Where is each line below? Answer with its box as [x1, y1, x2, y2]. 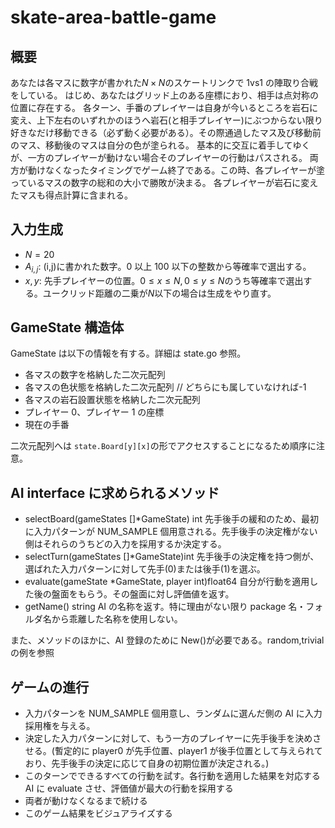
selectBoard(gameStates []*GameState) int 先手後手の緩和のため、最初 [24, 513, 320, 525]
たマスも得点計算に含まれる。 [10, 189, 133, 201]
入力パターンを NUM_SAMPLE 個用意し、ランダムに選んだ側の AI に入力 [24, 707, 323, 720]
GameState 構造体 [10, 319, 125, 336]
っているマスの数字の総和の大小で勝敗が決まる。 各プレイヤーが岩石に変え [10, 177, 319, 188]
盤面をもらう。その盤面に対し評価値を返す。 [51, 588, 235, 600]
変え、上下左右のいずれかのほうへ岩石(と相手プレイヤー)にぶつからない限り [10, 114, 323, 126]
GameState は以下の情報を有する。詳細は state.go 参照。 [10, 347, 247, 360]
